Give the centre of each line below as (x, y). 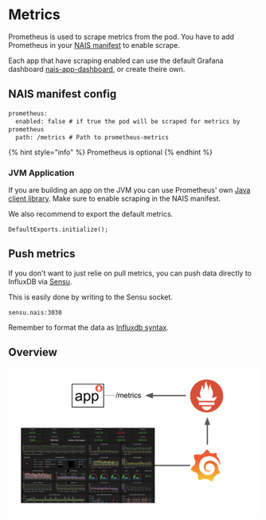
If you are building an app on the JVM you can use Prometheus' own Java (129, 190)
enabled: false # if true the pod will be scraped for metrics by (128, 121)
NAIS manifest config (63, 94)
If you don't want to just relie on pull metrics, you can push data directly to (130, 273)
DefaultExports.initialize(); (59, 230)
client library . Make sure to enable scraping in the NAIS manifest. (115, 199)
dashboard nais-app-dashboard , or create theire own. (97, 68)
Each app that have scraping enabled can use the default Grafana (116, 61)
